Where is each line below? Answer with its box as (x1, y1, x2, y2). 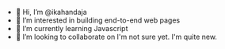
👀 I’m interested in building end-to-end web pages (15, 16, 181, 25)
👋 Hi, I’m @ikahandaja (15, 8, 87, 16)
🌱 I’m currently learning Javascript (15, 24, 128, 33)
